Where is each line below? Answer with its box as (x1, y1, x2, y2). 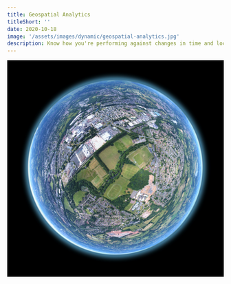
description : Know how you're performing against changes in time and (7, 40, 214, 47)
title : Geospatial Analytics (7, 11, 91, 18)
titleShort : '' (7, 18, 51, 25)
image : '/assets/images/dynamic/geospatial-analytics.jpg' (7, 33, 180, 40)
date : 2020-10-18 (7, 25, 57, 32)
